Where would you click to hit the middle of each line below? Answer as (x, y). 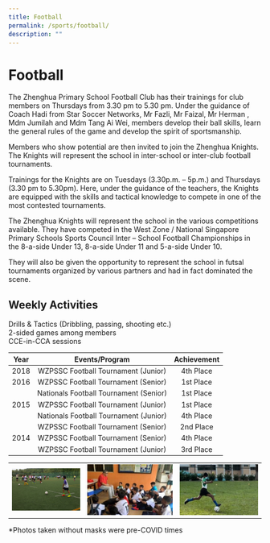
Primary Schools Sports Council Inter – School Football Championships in (129, 238)
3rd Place (196, 449)
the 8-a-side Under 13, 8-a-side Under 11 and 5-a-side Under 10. (115, 247)
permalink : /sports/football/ (59, 25)
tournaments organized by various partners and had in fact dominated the (131, 271)
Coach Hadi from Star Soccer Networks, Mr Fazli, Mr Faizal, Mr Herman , (129, 114)
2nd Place (196, 427)
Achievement (197, 359)
